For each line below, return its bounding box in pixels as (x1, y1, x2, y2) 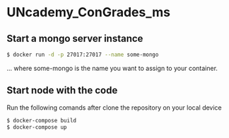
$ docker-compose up (6, 123, 68, 131)
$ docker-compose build (6, 117, 77, 124)
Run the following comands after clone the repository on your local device (6, 103, 222, 112)
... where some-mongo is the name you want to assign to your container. (6, 64, 218, 72)
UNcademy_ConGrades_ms (6, 4, 171, 21)
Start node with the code (6, 84, 118, 96)
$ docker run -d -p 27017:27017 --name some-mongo (6, 51, 159, 58)
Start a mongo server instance (6, 33, 143, 45)
